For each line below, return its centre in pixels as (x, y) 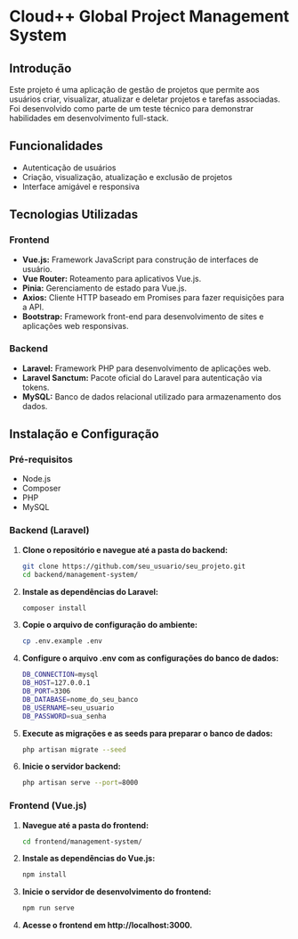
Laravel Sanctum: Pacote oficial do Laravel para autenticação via (142, 377)
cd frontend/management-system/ (82, 841)
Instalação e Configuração (84, 434)
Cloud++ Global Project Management (149, 16)
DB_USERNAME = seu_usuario (68, 708)
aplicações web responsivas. (75, 325)
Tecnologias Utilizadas (74, 214)
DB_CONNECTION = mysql (60, 675)
